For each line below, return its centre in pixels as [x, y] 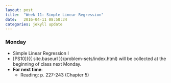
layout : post [19, 10]
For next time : [28, 69]
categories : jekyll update [34, 24]
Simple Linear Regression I [41, 53]
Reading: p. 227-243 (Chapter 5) [55, 75]
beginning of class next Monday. [47, 64]
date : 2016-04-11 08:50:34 [36, 19]
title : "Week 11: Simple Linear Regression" [54, 15]
